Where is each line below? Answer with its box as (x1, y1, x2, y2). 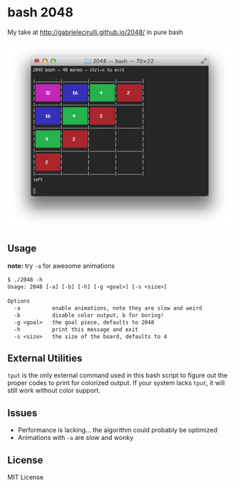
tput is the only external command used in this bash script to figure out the (7, 371, 228, 379)
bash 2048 (7, 4, 73, 21)
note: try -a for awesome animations (7, 261, 115, 270)
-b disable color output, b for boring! (14, 311, 164, 319)
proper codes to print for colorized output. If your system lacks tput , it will (7, 379, 225, 387)
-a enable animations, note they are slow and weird (14, 304, 202, 312)
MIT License (7, 473, 44, 481)
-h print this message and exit (14, 325, 139, 333)
